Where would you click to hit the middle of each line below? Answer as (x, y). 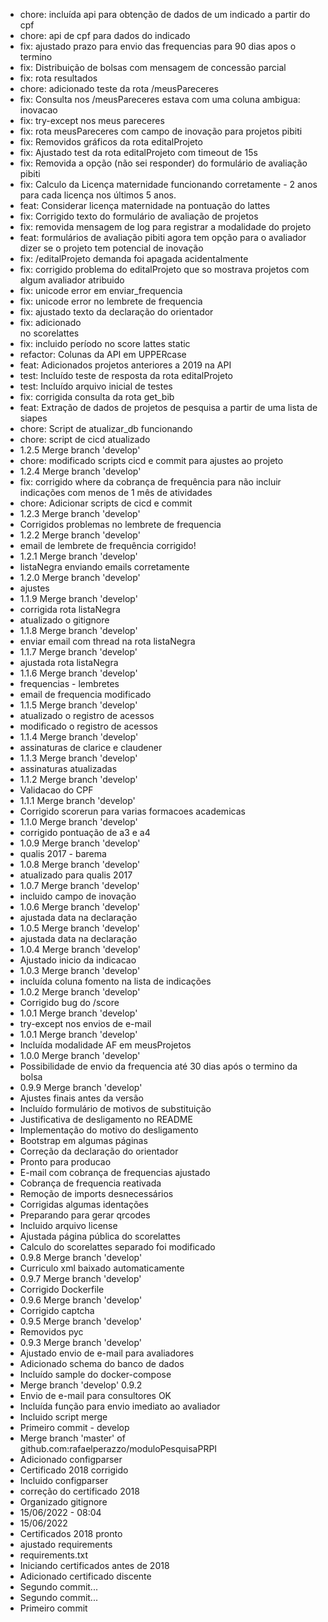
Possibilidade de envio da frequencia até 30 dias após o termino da (158, 1066)
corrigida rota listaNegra (70, 609)
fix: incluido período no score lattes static (105, 343)
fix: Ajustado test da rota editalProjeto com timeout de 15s (138, 152)
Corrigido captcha (57, 1310)
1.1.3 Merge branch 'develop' (78, 758)
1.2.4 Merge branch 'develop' (80, 471)
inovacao (38, 110)
